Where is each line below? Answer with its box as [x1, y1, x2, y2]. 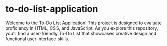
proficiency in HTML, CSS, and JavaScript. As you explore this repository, [5, 25, 158, 31]
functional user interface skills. [5, 36, 69, 42]
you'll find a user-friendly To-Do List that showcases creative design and [5, 30, 157, 36]
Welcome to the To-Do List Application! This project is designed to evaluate [5, 20, 162, 26]
